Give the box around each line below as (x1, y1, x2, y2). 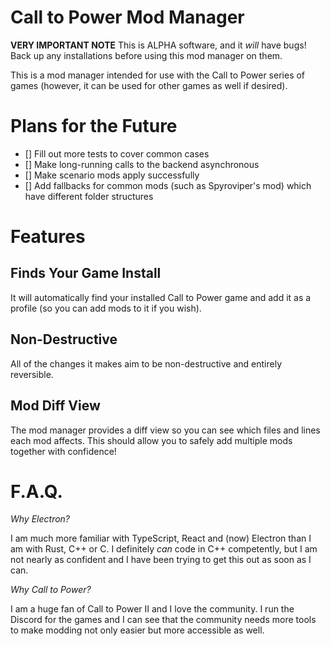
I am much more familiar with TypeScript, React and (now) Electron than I (10, 532, 312, 545)
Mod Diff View (10, 397, 101, 415)
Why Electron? (10, 513, 71, 525)
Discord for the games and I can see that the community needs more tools (10, 614, 317, 626)
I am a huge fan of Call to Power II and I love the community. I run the (10, 603, 295, 615)
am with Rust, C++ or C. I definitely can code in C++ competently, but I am (10, 543, 318, 555)
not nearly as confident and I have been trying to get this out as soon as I (10, 554, 312, 566)
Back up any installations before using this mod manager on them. (10, 49, 283, 61)
